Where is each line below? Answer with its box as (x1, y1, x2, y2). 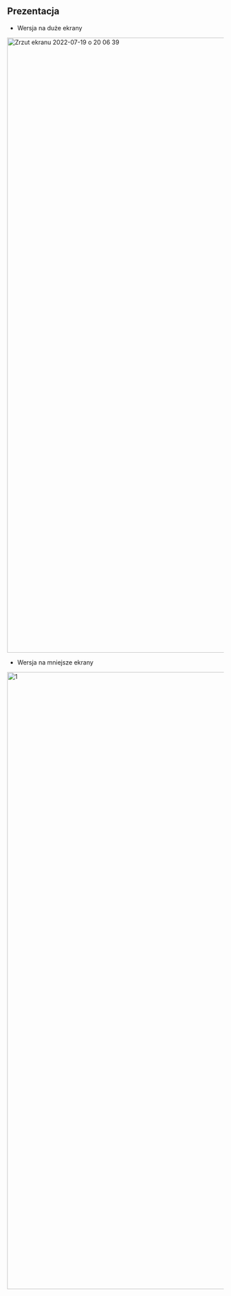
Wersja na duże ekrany (16, 23, 82, 32)
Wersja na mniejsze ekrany (16, 658, 94, 667)
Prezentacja (7, 6, 60, 17)
